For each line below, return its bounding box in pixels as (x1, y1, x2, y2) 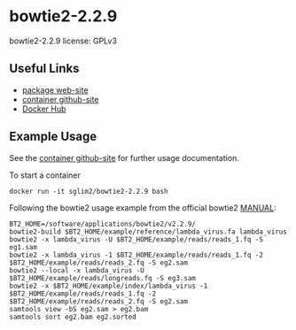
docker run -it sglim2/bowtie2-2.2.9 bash (9, 187, 168, 196)
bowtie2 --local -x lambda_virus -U (9, 265, 144, 275)
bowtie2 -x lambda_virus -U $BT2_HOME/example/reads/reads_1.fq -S (9, 234, 264, 244)
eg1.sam (9, 242, 38, 251)
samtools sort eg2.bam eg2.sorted (9, 312, 137, 321)
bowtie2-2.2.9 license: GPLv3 (9, 35, 118, 46)
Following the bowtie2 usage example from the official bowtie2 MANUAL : (9, 202, 277, 213)
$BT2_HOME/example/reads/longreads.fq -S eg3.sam (9, 273, 197, 282)
